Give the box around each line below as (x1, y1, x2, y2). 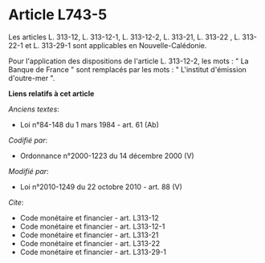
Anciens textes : (8, 104, 60, 114)
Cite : (8, 197, 24, 207)
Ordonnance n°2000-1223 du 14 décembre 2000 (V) (19, 151, 194, 160)
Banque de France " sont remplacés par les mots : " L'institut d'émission (8, 64, 247, 74)
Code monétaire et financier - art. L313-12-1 (19, 221, 165, 231)
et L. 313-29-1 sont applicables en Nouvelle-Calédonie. (25, 40, 207, 50)
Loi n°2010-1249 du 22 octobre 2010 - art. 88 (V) (19, 182, 183, 192)
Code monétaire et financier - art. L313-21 (19, 230, 159, 240)
